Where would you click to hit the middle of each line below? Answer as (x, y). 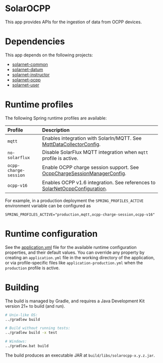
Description (56, 130)
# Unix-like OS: (21, 315)
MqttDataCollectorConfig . (71, 144)
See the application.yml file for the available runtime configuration (71, 247)
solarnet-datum (28, 69)
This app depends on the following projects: (49, 55)
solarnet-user (26, 85)
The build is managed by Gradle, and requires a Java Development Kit (75, 301)
